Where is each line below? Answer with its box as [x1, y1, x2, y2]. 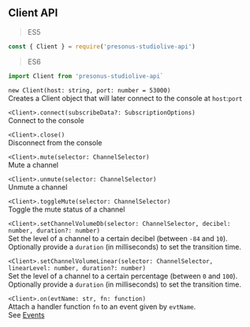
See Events [8, 310, 45, 319]
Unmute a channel [8, 182, 68, 192]
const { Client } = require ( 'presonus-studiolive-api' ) [8, 43, 196, 51]
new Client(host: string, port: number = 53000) [8, 86, 171, 94]
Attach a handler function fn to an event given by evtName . [8, 302, 196, 311]
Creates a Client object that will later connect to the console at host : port [8, 93, 243, 103]
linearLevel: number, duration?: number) [8, 264, 147, 272]
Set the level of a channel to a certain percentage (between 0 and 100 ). [8, 271, 238, 280]
